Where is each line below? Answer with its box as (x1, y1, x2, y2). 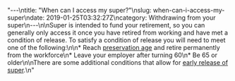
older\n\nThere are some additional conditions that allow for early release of (7, 58, 228, 66)
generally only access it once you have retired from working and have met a (7, 28, 228, 37)
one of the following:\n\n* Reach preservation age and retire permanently (7, 44, 220, 51)
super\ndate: (7, 13, 45, 22)
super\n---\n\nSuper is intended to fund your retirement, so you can (7, 21, 205, 29)
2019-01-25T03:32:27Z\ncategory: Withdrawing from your (45, 13, 217, 22)
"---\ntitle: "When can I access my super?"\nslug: (7, 6, 152, 14)
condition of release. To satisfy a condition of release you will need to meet (7, 36, 226, 44)
